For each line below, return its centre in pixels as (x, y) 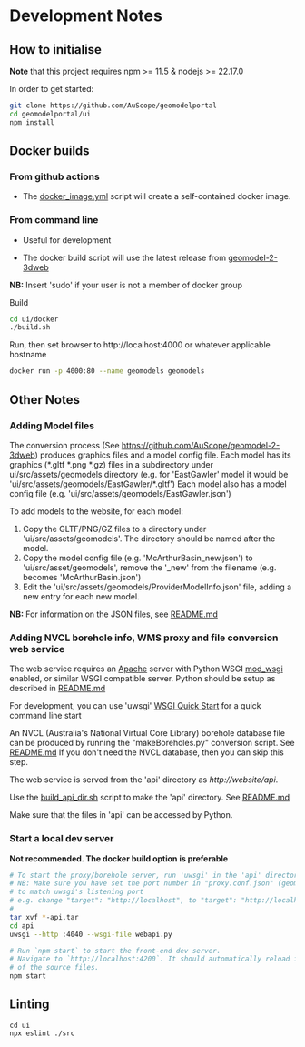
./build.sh (30, 327)
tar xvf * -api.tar (44, 917)
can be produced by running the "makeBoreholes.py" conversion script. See (152, 743)
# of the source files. (54, 968)
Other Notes (44, 400)
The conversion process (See (64, 445)
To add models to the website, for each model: (96, 511)
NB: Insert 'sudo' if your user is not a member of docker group (126, 285)
